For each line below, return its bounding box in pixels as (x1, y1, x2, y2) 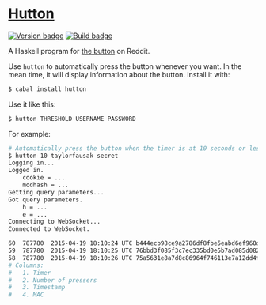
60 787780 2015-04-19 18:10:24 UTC (8, 239, 133, 247)
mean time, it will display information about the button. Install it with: (8, 70, 230, 79)
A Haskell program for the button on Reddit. (8, 46, 150, 55)
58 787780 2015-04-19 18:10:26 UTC (8, 254, 133, 262)
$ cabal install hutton (8, 85, 87, 93)
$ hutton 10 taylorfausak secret (8, 152, 119, 160)
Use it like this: (8, 100, 56, 109)
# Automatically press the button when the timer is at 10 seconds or (8, 144, 246, 152)
